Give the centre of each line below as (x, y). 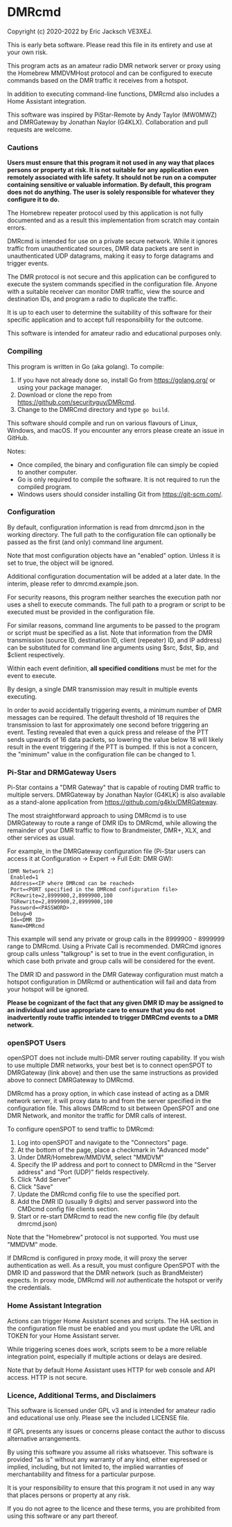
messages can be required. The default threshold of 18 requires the (103, 717)
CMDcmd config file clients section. (68, 1209)
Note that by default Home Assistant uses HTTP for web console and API (111, 1370)
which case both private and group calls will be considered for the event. (111, 961)
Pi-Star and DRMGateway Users (62, 772)
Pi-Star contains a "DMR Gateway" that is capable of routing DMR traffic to (114, 787)
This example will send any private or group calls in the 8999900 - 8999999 (116, 939)
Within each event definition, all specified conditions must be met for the (112, 668)
